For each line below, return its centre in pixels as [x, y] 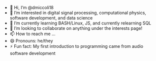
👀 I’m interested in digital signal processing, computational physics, [78, 13]
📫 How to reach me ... [32, 34]
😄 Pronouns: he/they [31, 41]
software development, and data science [51, 18]
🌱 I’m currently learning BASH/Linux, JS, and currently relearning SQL [80, 23]
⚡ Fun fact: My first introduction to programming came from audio [77, 46]
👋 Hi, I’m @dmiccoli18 [32, 8]
